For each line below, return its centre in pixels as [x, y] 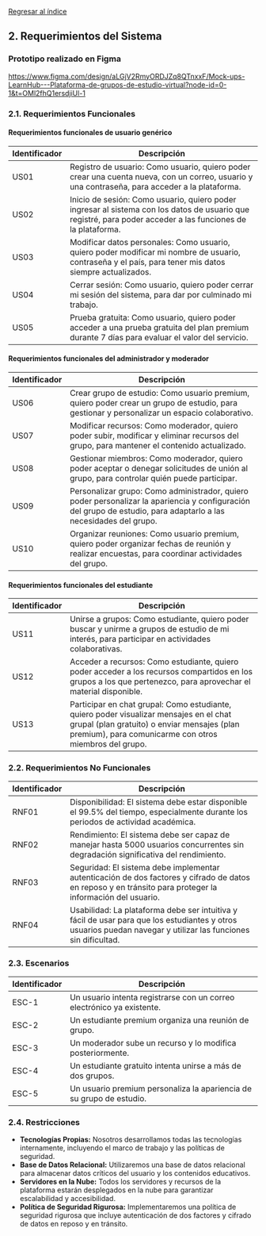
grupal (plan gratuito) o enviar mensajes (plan [155, 724]
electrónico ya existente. [115, 1007]
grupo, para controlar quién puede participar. [154, 478]
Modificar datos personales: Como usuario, [150, 242]
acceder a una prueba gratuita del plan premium [160, 327]
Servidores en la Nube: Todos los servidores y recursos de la [120, 1182]
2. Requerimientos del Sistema [85, 36]
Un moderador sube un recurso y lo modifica [153, 1042]
